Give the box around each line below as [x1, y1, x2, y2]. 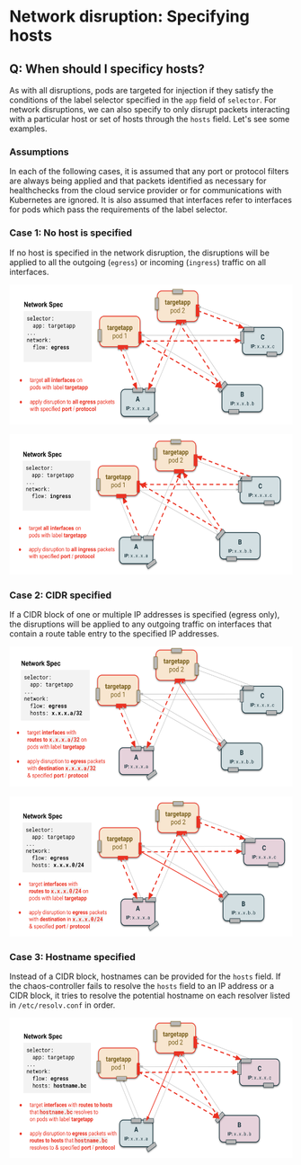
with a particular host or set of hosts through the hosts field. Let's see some [9, 114, 290, 124]
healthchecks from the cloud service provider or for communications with [9, 185, 282, 196]
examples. [9, 123, 48, 134]
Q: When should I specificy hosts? [9, 61, 205, 76]
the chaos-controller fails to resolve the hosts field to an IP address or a [9, 981, 275, 992]
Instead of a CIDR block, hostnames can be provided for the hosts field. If [9, 971, 281, 982]
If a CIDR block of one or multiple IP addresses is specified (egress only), [9, 609, 280, 619]
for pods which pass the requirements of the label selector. [9, 204, 228, 215]
